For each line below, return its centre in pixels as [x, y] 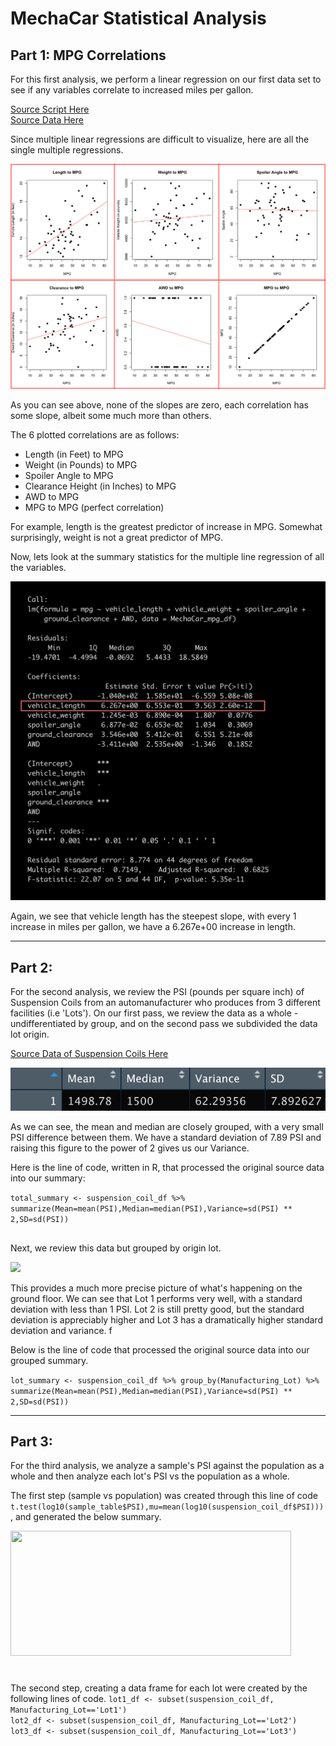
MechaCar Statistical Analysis [138, 18]
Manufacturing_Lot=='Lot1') [69, 1710]
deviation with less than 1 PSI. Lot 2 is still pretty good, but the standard [157, 1309]
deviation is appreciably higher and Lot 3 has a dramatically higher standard [166, 1319]
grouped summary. [49, 1360]
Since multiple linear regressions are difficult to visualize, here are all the [160, 139]
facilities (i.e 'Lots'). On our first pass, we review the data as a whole [151, 1013]
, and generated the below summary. [86, 1517]
